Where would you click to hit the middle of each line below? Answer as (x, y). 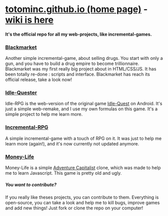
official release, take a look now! (38, 80)
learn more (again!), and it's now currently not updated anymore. (72, 143)
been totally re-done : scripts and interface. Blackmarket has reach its (77, 75)
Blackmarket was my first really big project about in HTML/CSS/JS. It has (81, 69)
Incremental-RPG (27, 127)
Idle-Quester (21, 93)
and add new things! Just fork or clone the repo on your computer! (74, 208)
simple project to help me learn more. (44, 114)
